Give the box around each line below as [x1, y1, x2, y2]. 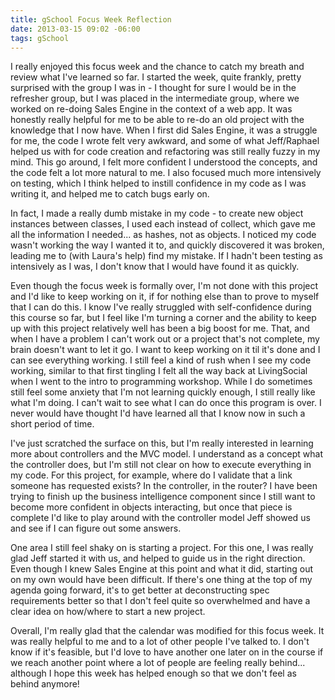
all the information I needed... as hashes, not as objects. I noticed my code [10, 229, 317, 241]
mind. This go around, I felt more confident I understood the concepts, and [10, 156, 318, 168]
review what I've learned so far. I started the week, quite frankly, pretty [10, 71, 302, 83]
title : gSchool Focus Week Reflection [10, 14, 172, 25]
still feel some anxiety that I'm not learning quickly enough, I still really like [10, 386, 316, 398]
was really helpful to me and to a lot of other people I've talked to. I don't [10, 636, 310, 648]
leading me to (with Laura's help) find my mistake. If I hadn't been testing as [10, 250, 323, 262]
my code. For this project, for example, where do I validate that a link [10, 469, 293, 481]
